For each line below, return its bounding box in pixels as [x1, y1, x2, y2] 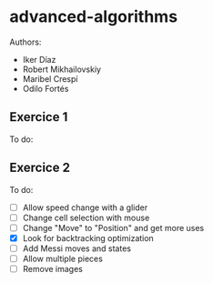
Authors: [9, 36, 42, 47]
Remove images [22, 263, 84, 274]
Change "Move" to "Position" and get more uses [22, 222, 205, 233]
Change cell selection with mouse [22, 212, 150, 223]
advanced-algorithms [9, 6, 178, 27]
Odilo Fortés [22, 83, 69, 94]
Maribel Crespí [22, 73, 78, 84]
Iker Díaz [22, 54, 56, 65]
